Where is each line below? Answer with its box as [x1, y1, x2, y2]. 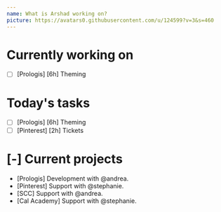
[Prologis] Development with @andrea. [16, 174, 129, 183]
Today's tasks [6, 95, 91, 111]
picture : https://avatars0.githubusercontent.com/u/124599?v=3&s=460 [6, 17, 215, 24]
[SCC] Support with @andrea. [16, 189, 103, 197]
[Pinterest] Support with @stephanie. [16, 181, 124, 190]
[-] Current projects [6, 151, 123, 167]
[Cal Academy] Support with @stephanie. [16, 197, 138, 205]
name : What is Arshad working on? [6, 10, 108, 17]
